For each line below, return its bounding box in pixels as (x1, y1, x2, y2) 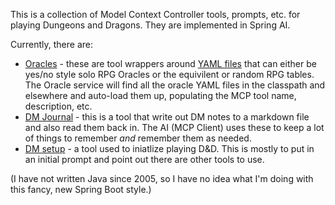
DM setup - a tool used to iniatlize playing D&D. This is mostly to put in (24, 143, 315, 154)
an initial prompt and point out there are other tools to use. (24, 154, 265, 165)
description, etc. (24, 100, 93, 112)
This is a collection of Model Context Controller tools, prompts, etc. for (10, 9, 301, 20)
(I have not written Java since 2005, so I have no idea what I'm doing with (10, 173, 314, 184)
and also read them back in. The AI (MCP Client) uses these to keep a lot (24, 122, 325, 133)
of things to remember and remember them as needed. (24, 132, 252, 144)
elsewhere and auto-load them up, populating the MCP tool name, (24, 90, 297, 101)
